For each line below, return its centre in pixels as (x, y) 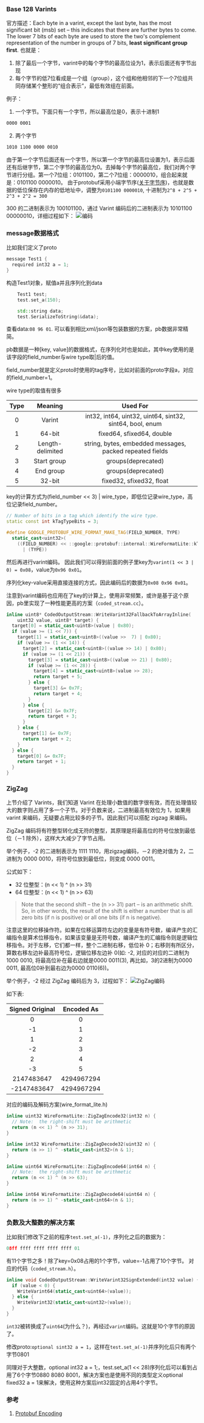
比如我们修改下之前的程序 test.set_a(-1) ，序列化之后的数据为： (87, 1237)
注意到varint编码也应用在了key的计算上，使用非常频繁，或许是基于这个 (95, 595)
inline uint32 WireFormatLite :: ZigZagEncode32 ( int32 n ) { (81, 1116)
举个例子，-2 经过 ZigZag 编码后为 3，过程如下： (68, 981)
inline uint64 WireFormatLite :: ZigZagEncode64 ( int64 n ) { (81, 1166)
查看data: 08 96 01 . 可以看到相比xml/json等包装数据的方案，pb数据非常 (95, 329)
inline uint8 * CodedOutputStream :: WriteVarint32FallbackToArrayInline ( (99, 614)
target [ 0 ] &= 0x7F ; (42, 756)
